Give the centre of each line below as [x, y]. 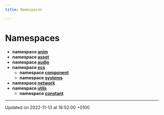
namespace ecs [29, 67]
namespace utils [29, 88]
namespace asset [31, 57]
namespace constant [41, 93]
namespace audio [31, 62]
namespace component [44, 72]
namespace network [33, 83]
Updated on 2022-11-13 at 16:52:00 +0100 [47, 107]
